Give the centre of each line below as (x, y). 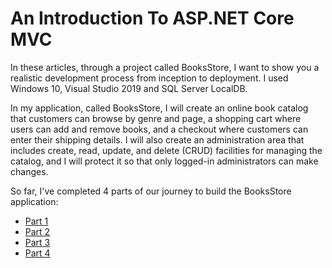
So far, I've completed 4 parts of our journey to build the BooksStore (151, 191)
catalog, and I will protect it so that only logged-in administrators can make (164, 161)
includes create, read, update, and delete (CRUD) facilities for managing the (166, 150)
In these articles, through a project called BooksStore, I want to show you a (165, 67)
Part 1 (36, 221)
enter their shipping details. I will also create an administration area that (157, 139)
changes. (29, 171)
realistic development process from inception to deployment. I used (149, 78)
